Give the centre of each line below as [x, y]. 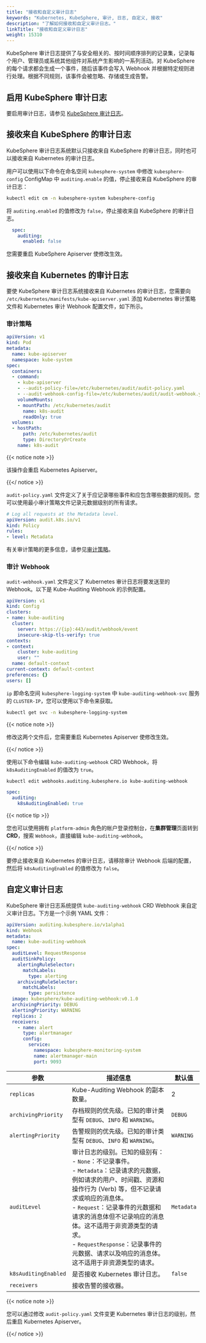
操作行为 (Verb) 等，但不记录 [114, 1189]
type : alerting [48, 976]
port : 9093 [48, 1062]
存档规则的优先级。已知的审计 [115, 1110]
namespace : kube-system [42, 360]
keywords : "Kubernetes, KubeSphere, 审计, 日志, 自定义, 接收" [85, 18]
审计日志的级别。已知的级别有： [118, 1152]
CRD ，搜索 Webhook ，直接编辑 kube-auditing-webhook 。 [76, 836]
